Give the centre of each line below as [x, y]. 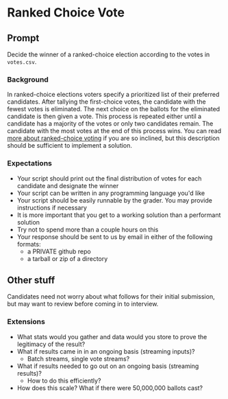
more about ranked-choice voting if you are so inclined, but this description [114, 138]
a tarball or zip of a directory [67, 258]
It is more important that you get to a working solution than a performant [119, 215]
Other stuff [31, 280]
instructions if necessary [52, 207]
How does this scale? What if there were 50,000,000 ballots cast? [110, 388]
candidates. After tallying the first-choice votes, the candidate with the [107, 102]
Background [28, 79]
